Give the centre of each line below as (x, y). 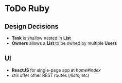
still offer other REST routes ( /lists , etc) (50, 75)
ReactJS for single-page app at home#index (56, 70)
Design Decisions (32, 26)
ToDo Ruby (27, 8)
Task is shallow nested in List (41, 38)
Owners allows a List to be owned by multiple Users (64, 43)
